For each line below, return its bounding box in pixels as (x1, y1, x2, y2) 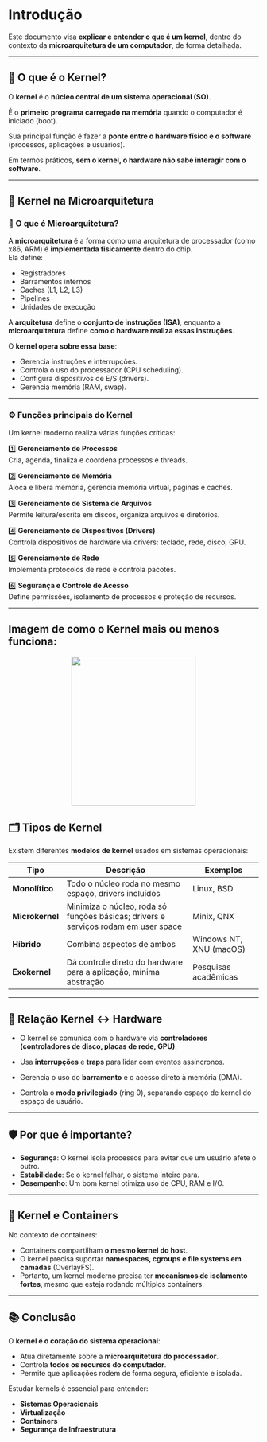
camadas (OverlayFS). (19, 1262, 95, 1272)
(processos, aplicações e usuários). (8, 139, 126, 149)
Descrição (106, 865, 145, 876)
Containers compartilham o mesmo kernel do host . (19, 1245, 188, 1255)
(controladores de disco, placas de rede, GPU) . (19, 1042, 177, 1051)
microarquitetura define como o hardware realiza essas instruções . (8, 326, 234, 336)
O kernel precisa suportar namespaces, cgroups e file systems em (19, 1253, 242, 1263)
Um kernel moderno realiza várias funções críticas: (8, 427, 176, 437)
